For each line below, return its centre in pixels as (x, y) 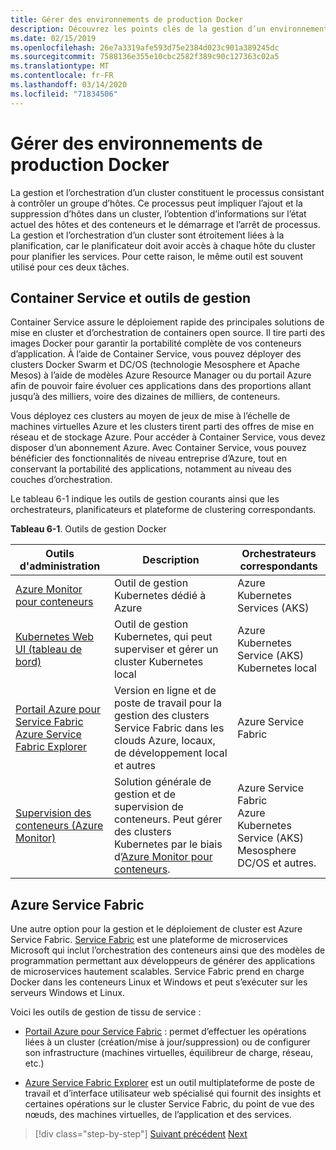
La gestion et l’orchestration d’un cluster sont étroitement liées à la (147, 235)
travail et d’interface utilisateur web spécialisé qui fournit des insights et (173, 1093)
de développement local (170, 753)
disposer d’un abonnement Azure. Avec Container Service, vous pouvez (158, 448)
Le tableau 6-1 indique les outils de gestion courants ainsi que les (145, 499)
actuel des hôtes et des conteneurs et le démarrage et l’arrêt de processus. (165, 224)
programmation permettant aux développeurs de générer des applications (163, 961)
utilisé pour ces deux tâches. (70, 267)
